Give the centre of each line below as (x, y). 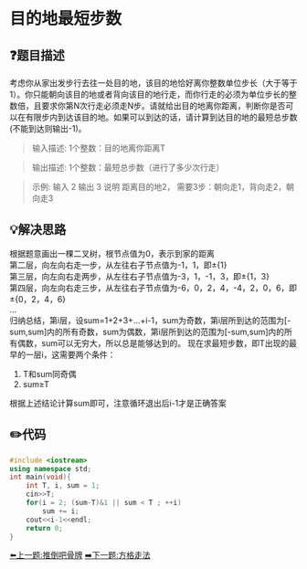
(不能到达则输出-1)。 (48, 128)
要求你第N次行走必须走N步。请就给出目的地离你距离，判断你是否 (163, 105)
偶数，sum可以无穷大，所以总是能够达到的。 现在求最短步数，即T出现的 (153, 342)
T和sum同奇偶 (49, 374)
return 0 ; (45, 528)
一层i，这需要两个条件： (70, 354)
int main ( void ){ (40, 477)
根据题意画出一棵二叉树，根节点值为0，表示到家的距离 (112, 253)
